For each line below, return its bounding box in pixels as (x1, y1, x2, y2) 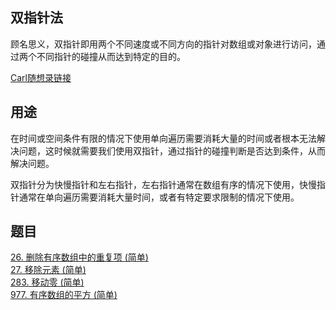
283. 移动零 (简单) (10, 276, 85, 288)
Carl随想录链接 (10, 71, 72, 83)
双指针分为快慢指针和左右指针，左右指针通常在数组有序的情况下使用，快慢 (10, 178, 317, 190)
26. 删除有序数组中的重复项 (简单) (10, 251, 149, 263)
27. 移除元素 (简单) (10, 264, 87, 276)
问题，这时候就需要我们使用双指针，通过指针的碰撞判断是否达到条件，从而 (18, 144, 326, 157)
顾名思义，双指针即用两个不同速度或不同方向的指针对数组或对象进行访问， (10, 38, 317, 50)
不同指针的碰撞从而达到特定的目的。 (36, 50, 186, 62)
